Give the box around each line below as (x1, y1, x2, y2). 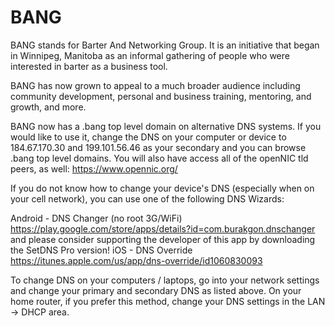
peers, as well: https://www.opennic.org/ (10, 162, 178, 175)
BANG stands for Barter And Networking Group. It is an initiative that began (10, 39, 320, 51)
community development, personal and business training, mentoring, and (10, 90, 312, 102)
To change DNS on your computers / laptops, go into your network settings (10, 274, 320, 286)
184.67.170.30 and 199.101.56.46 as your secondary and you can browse (10, 141, 307, 153)
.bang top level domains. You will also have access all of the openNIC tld (10, 152, 309, 164)
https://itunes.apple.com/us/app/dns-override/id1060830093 (10, 254, 263, 266)
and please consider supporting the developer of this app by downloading (10, 233, 316, 245)
